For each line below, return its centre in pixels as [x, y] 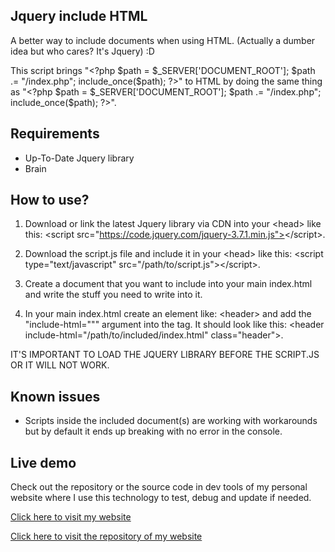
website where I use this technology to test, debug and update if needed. [161, 498]
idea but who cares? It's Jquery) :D [82, 51]
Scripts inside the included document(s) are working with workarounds [171, 421]
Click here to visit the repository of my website [106, 536]
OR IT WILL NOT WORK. [60, 365]
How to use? [50, 200]
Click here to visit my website [71, 517]
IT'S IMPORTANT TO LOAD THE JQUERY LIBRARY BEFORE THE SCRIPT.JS [165, 355]
